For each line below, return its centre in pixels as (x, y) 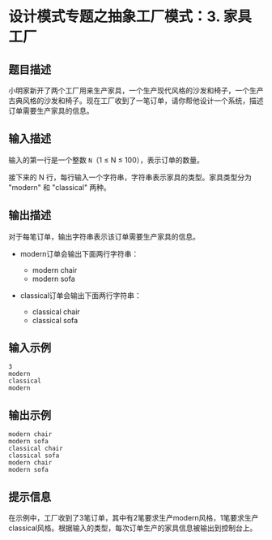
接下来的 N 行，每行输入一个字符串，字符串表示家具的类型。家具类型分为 (130, 177)
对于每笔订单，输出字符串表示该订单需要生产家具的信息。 (104, 236)
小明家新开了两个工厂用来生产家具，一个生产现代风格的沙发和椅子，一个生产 (136, 91)
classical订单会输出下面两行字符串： (81, 295)
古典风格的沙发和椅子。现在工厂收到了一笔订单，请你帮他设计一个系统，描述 (136, 101)
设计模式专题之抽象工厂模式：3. (114, 17)
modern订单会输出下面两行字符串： (79, 253)
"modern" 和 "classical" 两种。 (59, 187)
